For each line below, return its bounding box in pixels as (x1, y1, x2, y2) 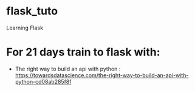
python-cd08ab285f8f (15, 78, 72, 85)
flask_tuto (6, 4, 58, 18)
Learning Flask (6, 24, 44, 31)
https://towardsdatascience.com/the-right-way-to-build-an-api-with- (15, 71, 189, 79)
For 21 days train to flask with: (6, 45, 160, 59)
